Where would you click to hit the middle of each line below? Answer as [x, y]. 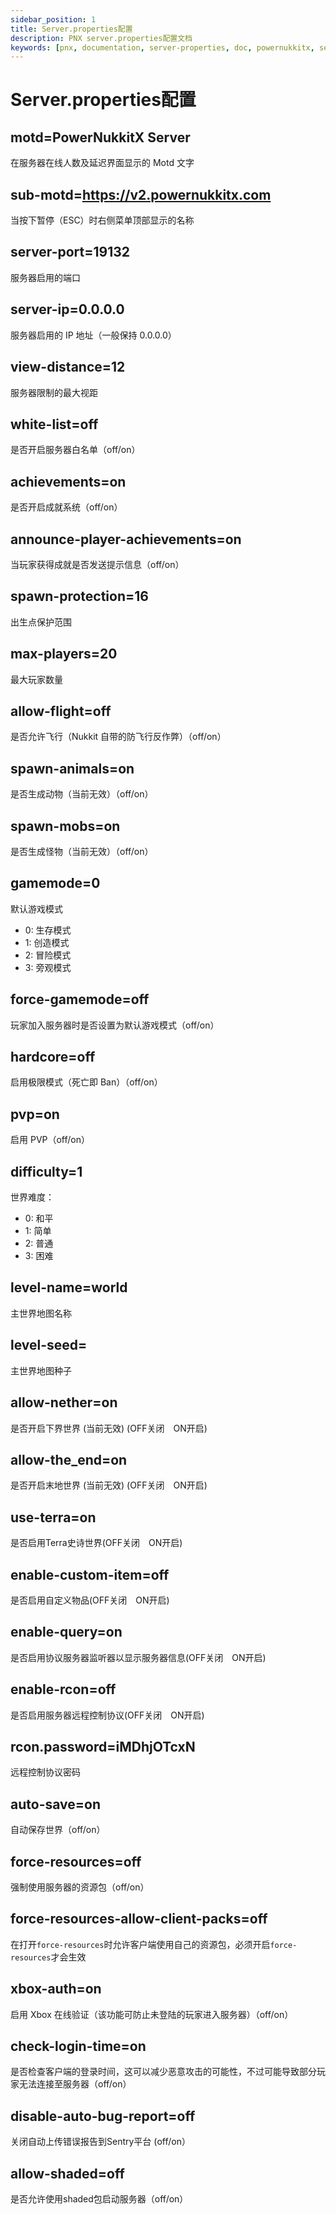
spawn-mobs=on [65, 826]
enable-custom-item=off [90, 1574]
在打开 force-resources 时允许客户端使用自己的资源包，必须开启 [140, 1944]
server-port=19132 [70, 252]
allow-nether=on [64, 1402]
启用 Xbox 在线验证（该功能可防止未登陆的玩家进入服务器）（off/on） [152, 2014]
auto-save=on [55, 1804]
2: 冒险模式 [48, 955]
